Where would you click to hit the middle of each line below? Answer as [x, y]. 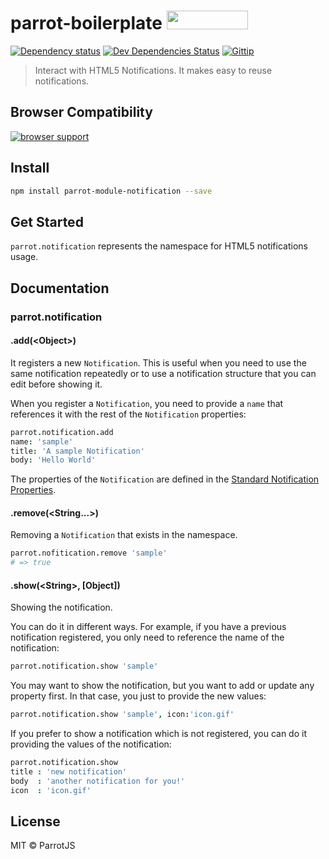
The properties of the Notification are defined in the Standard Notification [165, 479]
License [35, 821]
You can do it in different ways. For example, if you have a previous [148, 627]
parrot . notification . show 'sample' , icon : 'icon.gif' [122, 715]
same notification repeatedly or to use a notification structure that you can [163, 373]
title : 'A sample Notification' [77, 451]
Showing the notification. [61, 607]
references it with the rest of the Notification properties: [128, 414]
